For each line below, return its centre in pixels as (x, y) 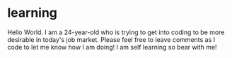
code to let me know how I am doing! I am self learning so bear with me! (112, 47)
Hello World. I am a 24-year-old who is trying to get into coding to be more (116, 32)
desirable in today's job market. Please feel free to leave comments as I (111, 39)
